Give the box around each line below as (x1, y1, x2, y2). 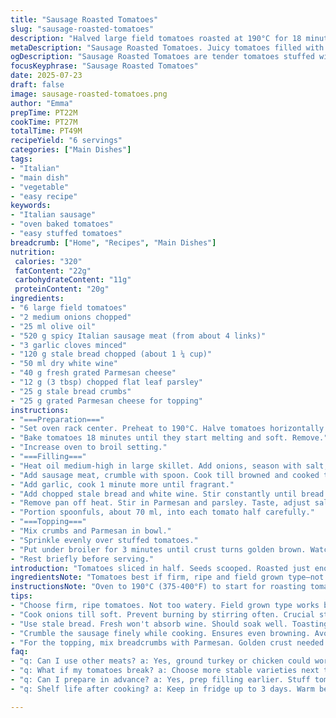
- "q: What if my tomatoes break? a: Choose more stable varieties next (10, 666, 320, 676)
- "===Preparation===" (10, 414, 105, 425)
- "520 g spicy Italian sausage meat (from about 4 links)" (10, 331, 267, 341)
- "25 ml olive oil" (10, 321, 97, 331)
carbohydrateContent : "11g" (14, 275, 132, 285)
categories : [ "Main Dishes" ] (10, 145, 132, 155)
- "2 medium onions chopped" (10, 312, 132, 322)
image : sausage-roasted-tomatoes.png (10, 89, 168, 99)
